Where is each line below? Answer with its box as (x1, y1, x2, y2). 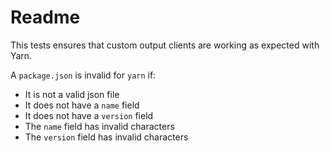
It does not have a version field (24, 109, 154, 121)
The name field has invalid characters (24, 120, 175, 132)
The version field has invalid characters (24, 131, 189, 143)
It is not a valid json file (24, 88, 120, 100)
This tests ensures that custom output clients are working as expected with (10, 39, 320, 51)
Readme (10, 6, 81, 29)
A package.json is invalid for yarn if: (10, 69, 157, 81)
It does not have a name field (24, 99, 140, 111)
